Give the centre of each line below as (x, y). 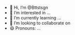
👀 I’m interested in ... (30, 13)
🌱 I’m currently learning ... (35, 18)
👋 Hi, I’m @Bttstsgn (29, 8)
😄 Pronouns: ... (25, 28)
